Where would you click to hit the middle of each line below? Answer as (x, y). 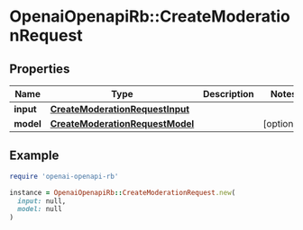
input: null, (42, 201)
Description (228, 94)
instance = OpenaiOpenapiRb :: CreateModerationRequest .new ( (123, 192)
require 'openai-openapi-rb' (64, 176)
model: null (40, 209)
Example (34, 156)
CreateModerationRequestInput (120, 109)
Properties (40, 69)
